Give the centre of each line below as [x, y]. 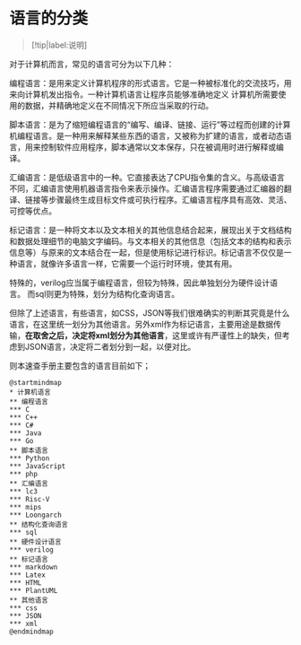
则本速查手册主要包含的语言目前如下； [80, 365]
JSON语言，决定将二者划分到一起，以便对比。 [110, 346]
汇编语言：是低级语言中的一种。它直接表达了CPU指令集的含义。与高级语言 [147, 177]
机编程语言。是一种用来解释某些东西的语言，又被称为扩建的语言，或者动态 [146, 135]
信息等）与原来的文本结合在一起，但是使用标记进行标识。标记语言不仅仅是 [146, 252]
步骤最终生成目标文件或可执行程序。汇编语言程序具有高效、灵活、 [170, 199]
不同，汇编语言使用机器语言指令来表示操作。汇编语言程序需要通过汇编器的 [146, 188]
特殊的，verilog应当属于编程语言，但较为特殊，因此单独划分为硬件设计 [140, 283]
